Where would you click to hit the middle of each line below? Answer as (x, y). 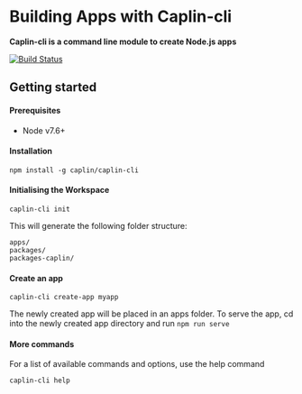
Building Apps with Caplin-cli (121, 17)
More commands (42, 344)
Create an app (36, 278)
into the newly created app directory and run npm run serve (119, 324)
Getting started (53, 87)
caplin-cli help (40, 380)
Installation (31, 151)
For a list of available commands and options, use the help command (137, 364)
